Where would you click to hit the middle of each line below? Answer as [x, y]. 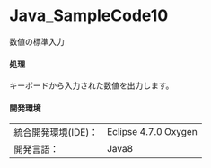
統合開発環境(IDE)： [56, 133]
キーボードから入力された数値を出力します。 [92, 85]
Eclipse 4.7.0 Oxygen [152, 132]
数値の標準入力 [37, 41]
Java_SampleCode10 [89, 16]
